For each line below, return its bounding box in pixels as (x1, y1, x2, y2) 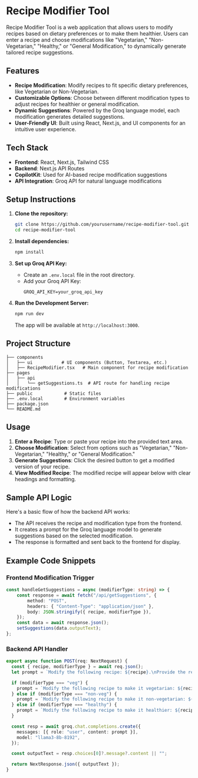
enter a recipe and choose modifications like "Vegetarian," (6, 36, 148, 43)
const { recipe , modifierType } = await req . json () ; (11, 664, 144, 670)
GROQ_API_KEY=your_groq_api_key (23, 289, 103, 295)
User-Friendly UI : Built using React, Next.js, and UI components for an (14, 119, 186, 127)
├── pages (6, 369, 31, 376)
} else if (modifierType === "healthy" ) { (11, 702, 117, 708)
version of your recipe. (14, 463, 70, 470)
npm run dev (14, 311, 44, 317)
